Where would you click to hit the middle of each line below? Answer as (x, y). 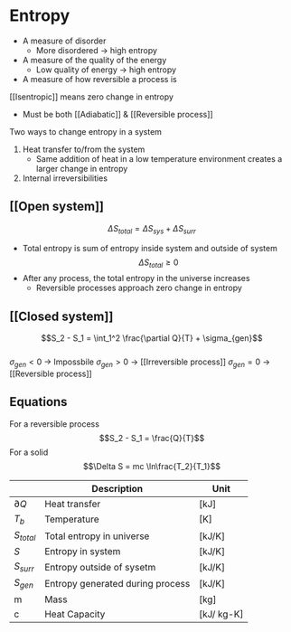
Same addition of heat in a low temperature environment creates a (159, 158)
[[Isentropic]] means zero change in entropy (92, 97)
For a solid (29, 452)
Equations (38, 402)
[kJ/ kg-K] (221, 614)
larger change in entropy (82, 168)
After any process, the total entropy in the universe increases (136, 278)
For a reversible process (54, 424)
